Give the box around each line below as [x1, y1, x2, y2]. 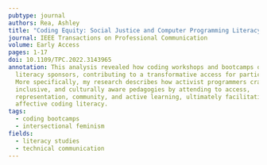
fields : [8, 129, 34, 137]
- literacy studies [15, 136, 80, 145]
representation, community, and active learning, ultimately [15, 93, 222, 101]
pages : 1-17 [8, 48, 48, 56]
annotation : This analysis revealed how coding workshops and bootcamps [8, 63, 254, 71]
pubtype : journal [8, 11, 66, 20]
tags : [8, 108, 26, 116]
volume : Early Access [8, 41, 80, 49]
